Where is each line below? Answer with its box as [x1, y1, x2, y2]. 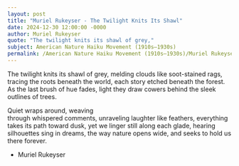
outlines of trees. [7, 92, 57, 100]
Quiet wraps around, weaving [7, 106, 94, 115]
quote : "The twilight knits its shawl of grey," [7, 37, 154, 44]
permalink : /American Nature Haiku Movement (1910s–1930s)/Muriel [7, 51, 208, 58]
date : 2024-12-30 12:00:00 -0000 [7, 24, 107, 31]
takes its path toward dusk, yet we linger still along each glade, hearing [7, 121, 216, 130]
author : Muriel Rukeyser [7, 30, 81, 38]
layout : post [7, 10, 46, 18]
